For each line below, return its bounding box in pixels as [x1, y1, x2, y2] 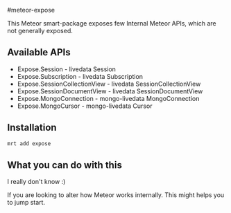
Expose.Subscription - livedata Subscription [17, 72, 144, 80]
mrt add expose [7, 140, 51, 147]
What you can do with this [7, 159, 123, 171]
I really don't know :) [7, 178, 66, 186]
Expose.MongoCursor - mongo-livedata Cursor [17, 102, 153, 110]
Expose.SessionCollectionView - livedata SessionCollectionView [17, 80, 201, 88]
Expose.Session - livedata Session [17, 65, 117, 73]
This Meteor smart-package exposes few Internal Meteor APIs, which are [7, 19, 216, 27]
